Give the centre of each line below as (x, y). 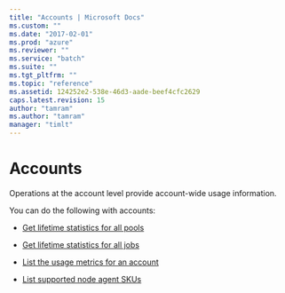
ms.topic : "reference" (51, 83)
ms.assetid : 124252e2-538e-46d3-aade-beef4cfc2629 (105, 91)
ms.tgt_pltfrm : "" (43, 75)
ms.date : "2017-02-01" (51, 34)
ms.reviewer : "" (39, 51)
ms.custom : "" (36, 26)
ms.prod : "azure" (41, 42)
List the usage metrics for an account (91, 262)
